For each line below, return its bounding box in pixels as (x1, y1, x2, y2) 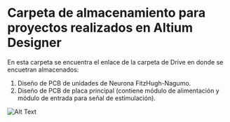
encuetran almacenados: (7, 65, 79, 74)
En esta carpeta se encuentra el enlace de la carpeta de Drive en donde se (7, 57, 224, 66)
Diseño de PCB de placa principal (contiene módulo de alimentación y (17, 86, 219, 95)
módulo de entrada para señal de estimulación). (17, 93, 156, 102)
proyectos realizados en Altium (7, 20, 194, 36)
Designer (7, 35, 62, 50)
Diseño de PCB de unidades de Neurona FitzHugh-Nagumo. (17, 79, 191, 87)
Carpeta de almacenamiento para (7, 5, 206, 21)
